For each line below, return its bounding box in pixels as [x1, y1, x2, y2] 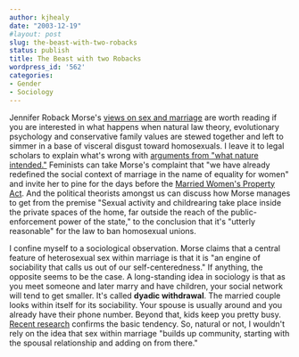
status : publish [9, 46, 70, 55]
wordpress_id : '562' [9, 63, 87, 72]
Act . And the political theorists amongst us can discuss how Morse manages [9, 188, 291, 199]
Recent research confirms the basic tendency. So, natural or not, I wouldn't [9, 318, 286, 329]
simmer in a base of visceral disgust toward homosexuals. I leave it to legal [9, 140, 285, 151]
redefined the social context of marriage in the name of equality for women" [9, 168, 289, 179]
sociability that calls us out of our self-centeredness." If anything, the [9, 262, 263, 272]
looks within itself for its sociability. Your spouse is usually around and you [9, 299, 283, 310]
